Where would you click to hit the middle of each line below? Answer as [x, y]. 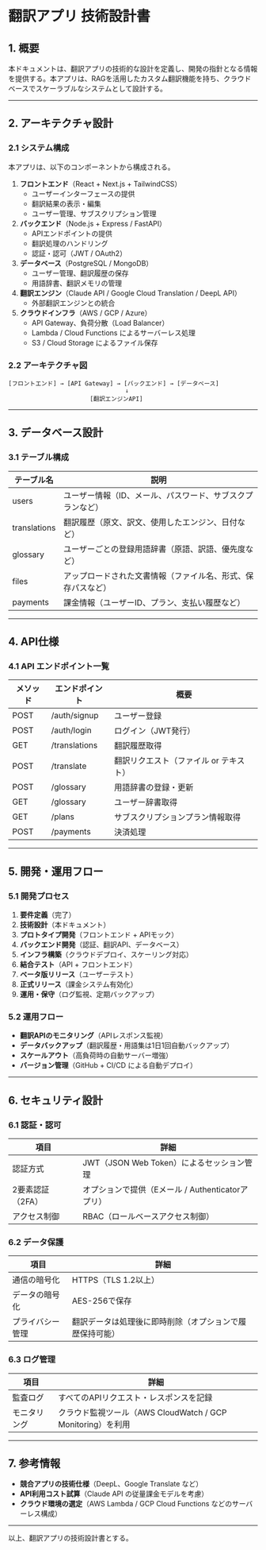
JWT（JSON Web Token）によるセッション [164, 1163]
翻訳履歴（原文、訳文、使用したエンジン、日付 [150, 522]
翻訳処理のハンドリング [70, 243]
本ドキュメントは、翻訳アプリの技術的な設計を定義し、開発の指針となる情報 [133, 69]
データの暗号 [36, 1295]
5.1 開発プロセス [39, 896]
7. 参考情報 [34, 1464]
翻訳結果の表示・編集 [66, 203]
